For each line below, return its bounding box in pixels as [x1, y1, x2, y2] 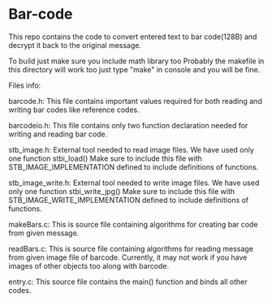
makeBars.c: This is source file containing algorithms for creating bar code [8, 219, 258, 229]
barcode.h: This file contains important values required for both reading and [8, 96, 262, 106]
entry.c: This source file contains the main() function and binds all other [8, 277, 248, 287]
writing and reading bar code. [8, 129, 108, 139]
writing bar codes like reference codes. [8, 105, 140, 114]
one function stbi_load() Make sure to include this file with [8, 153, 203, 163]
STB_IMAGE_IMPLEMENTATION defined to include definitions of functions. [8, 162, 259, 171]
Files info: [8, 80, 41, 90]
